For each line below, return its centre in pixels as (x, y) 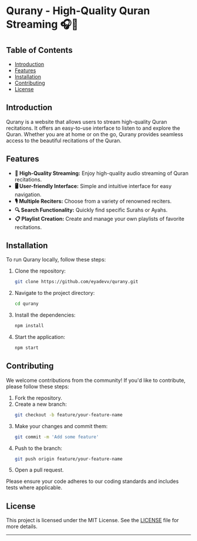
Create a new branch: (41, 404)
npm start (27, 348)
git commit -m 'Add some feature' (57, 437)
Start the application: (40, 337)
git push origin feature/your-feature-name (69, 459)
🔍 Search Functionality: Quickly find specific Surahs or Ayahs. (91, 210)
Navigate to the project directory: (55, 293)
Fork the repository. (38, 398)
